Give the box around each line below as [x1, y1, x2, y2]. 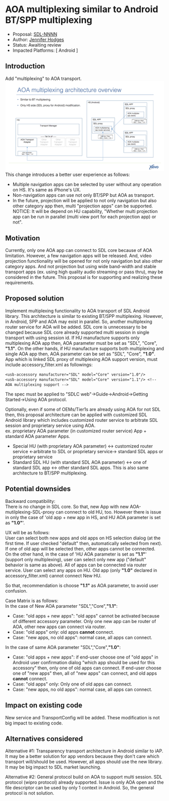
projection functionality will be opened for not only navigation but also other [5, 258, 163, 264]
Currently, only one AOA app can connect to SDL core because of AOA [5, 247, 152, 253]
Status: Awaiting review [12, 42, 62, 48]
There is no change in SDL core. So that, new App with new [5, 503, 129, 509]
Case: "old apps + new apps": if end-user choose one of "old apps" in [12, 654, 158, 660]
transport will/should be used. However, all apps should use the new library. [5, 759, 163, 765]
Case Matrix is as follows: [5, 597, 59, 604]
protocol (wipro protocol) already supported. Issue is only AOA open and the [5, 779, 164, 785]
